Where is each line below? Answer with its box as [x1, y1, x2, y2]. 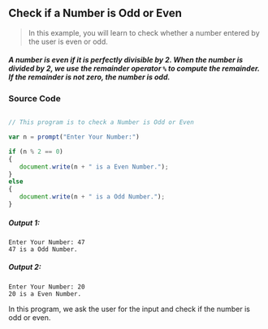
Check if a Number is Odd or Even [8, 6, 183, 20]
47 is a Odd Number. [8, 245, 79, 254]
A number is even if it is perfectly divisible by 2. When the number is [8, 55, 244, 65]
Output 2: [8, 263, 42, 272]
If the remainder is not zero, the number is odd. [8, 72, 171, 82]
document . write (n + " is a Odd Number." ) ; [19, 193, 165, 201]
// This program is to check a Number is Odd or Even [8, 118, 195, 126]
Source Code [8, 92, 61, 104]
